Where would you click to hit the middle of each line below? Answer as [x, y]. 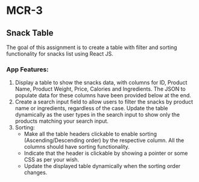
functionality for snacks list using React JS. [60, 54]
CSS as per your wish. [52, 160]
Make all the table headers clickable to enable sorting [90, 134]
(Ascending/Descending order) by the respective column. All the [104, 140]
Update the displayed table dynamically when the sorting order [102, 166]
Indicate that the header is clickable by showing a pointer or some [106, 153]
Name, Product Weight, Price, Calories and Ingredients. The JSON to [100, 89]
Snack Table [30, 33]
